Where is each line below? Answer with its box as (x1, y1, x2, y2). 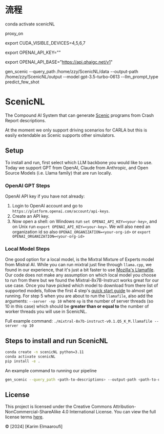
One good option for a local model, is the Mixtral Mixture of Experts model (5, 256, 154, 262)
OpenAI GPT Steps (5, 182, 50, 189)
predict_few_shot (5, 79, 40, 85)
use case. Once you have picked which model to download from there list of (5, 282, 159, 288)
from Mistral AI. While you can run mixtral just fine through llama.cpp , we (5, 262, 152, 268)
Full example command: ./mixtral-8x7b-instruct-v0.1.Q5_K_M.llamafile (5, 318, 153, 324)
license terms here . (5, 414, 44, 420)
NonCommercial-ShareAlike (5, 409, 61, 415)
